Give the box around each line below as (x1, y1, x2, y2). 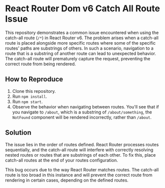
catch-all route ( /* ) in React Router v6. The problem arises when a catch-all (5, 35, 159, 41)
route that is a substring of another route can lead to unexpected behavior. (5, 50, 157, 56)
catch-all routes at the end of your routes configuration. (5, 157, 118, 163)
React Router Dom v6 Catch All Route (5, 3, 160, 14)
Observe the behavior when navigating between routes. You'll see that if (12, 104, 159, 109)
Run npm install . (12, 93, 48, 99)
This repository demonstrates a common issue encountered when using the (5, 29, 159, 35)
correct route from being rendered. (5, 61, 76, 67)
